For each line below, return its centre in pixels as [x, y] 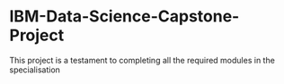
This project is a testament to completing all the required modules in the [142, 60]
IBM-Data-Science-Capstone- [124, 17]
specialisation [35, 70]
